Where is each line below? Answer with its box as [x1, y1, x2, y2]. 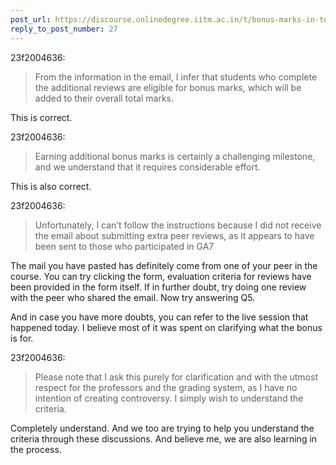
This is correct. [10, 111, 73, 123]
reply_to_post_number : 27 [10, 24, 118, 34]
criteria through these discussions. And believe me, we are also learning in [10, 432, 318, 445]
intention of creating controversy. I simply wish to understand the [34, 392, 304, 404]
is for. [10, 332, 34, 344]
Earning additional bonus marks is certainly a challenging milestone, [34, 150, 316, 162]
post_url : [10, 14, 52, 25]
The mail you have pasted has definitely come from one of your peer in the [10, 259, 318, 271]
